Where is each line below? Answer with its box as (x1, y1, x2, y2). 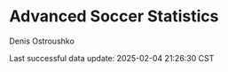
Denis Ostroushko (9, 36, 75, 46)
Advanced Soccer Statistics (9, 6, 219, 27)
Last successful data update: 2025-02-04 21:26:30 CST (9, 52, 215, 63)
